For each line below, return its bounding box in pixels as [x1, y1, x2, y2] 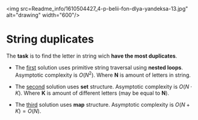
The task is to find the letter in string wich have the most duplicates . [6, 52, 178, 59]
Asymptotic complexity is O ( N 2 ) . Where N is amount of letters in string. [14, 70, 191, 79]
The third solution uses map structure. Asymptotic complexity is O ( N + [14, 101, 190, 108]
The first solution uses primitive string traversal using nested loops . [14, 64, 184, 71]
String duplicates [6, 32, 94, 46]
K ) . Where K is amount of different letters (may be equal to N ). [14, 89, 170, 97]
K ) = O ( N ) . [14, 107, 42, 115]
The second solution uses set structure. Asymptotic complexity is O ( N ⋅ [14, 83, 193, 90]
